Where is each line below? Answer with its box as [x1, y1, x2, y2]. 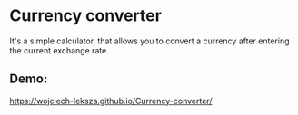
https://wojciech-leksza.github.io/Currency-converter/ [9, 95, 213, 106]
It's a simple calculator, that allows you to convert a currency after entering [9, 35, 290, 46]
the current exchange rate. [9, 44, 109, 55]
